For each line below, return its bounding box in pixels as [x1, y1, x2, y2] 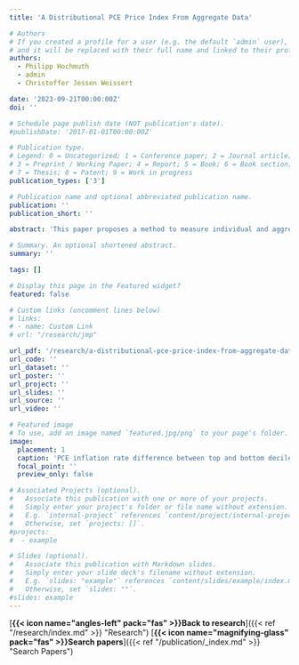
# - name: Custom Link [9, 322, 93, 332]
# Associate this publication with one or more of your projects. [9, 494, 269, 503]
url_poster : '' [9, 371, 66, 381]
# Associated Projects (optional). [9, 486, 141, 495]
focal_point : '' [17, 461, 77, 471]
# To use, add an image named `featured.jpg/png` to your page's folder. [9, 429, 289, 437]
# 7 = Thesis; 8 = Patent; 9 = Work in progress [9, 168, 193, 177]
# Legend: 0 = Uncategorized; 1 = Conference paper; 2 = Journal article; [9, 152, 293, 161]
